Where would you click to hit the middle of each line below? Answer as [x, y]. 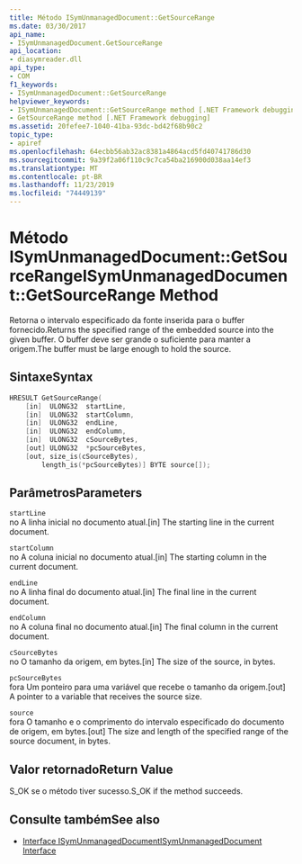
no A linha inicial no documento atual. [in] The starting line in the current [142, 522]
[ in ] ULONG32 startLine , [76, 406]
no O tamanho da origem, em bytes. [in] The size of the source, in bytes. [142, 661]
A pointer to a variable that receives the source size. [106, 697]
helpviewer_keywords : [50, 101]
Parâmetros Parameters [76, 493]
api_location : [36, 51]
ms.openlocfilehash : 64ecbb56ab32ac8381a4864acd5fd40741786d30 [130, 151]
